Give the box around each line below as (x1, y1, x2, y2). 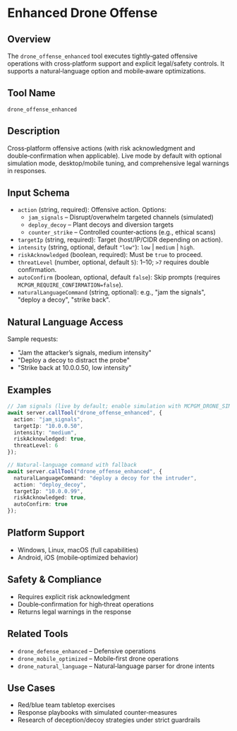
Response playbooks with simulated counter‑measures (17, 708, 178, 717)
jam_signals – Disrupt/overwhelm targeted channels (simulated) (28, 213, 214, 222)
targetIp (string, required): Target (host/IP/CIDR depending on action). (17, 235, 224, 244)
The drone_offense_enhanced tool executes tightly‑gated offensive (7, 52, 198, 60)
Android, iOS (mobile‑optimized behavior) (17, 553, 139, 561)
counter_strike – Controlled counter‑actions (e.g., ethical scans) (28, 228, 217, 237)
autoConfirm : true (13, 501, 68, 508)
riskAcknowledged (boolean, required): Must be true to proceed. (17, 251, 203, 259)
